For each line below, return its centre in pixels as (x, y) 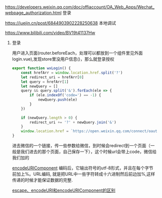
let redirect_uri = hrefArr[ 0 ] (52, 77)
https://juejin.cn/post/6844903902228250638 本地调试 (60, 23)
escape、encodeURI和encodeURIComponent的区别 (64, 190)
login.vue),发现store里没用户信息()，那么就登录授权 (63, 59)
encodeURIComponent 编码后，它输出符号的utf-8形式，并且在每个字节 (83, 168)
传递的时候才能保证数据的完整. (42, 180)
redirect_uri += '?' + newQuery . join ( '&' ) (73, 122)
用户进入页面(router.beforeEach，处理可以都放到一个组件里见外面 (77, 53)
